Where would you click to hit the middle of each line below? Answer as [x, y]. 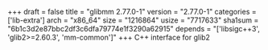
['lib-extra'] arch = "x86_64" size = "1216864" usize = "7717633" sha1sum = [133, 20]
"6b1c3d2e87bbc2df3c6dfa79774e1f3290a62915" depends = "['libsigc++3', [134, 29]
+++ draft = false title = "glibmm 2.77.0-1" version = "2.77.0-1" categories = [132, 12]
